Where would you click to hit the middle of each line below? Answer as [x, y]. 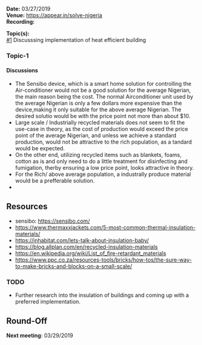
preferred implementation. [48, 302]
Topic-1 [18, 55]
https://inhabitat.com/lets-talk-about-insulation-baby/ [82, 240]
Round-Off [27, 321]
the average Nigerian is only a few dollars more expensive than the [98, 103]
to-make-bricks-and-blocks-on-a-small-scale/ [73, 266]
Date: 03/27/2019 [28, 9]
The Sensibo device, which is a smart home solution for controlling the [103, 84]
